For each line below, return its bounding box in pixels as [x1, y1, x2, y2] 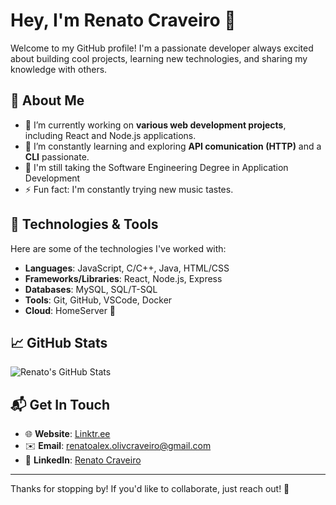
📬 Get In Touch [10, 396, 111, 413]
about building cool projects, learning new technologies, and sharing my [10, 52, 308, 64]
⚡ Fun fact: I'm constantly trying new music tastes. [24, 183, 234, 195]
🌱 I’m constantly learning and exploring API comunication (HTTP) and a [24, 140, 322, 152]
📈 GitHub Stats [10, 334, 108, 351]
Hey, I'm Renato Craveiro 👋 [10, 9, 237, 32]
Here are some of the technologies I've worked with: [10, 242, 227, 254]
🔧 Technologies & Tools [10, 216, 159, 233]
